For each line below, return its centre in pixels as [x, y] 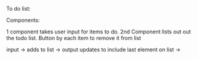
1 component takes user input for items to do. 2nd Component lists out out [99, 32]
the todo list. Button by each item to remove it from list [74, 38]
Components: [23, 20]
